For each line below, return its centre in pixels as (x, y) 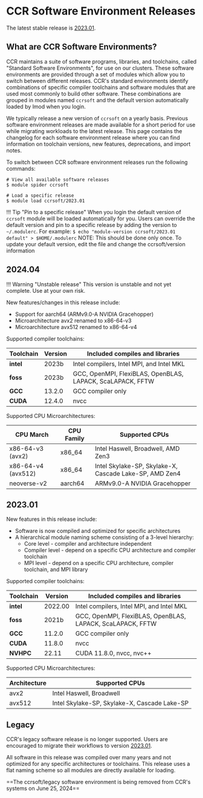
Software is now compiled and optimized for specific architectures (98, 531)
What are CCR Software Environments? (82, 47)
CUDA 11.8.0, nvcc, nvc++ (114, 653)
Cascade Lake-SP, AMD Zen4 (138, 473)
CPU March (32, 434)
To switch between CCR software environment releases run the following (97, 162)
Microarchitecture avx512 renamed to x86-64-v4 (76, 327)
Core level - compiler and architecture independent (88, 544)
